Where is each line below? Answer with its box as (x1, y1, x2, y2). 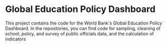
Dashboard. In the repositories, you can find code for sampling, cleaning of (5, 25, 161, 31)
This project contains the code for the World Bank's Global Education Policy (5, 20, 162, 26)
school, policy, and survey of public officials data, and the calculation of (5, 30, 154, 36)
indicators (5, 36, 26, 42)
